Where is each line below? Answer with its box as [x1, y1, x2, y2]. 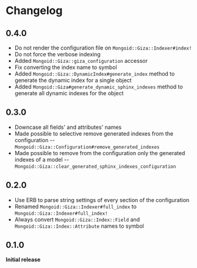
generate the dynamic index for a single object [14, 77, 132, 84]
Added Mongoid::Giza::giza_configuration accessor [14, 57, 148, 64]
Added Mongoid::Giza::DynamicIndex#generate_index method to [14, 70, 175, 77]
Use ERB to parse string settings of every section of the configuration [14, 196, 190, 203]
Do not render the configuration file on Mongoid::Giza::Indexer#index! [14, 44, 192, 51]
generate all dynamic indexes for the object [14, 90, 124, 96]
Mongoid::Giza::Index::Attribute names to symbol [14, 222, 145, 230]
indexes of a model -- [14, 156, 70, 163]
